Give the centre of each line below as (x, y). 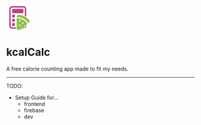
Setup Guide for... (36, 97)
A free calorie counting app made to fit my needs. (67, 69)
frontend (34, 103)
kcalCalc (28, 52)
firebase (34, 110)
